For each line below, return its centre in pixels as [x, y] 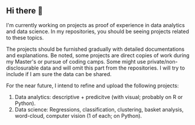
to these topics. [25, 37]
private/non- [163, 61]
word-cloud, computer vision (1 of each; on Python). [78, 116]
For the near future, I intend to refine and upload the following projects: [92, 85]
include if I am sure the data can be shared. [59, 74]
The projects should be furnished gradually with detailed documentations [95, 49]
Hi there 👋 [25, 11]
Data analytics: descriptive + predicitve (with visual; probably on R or [99, 97]
